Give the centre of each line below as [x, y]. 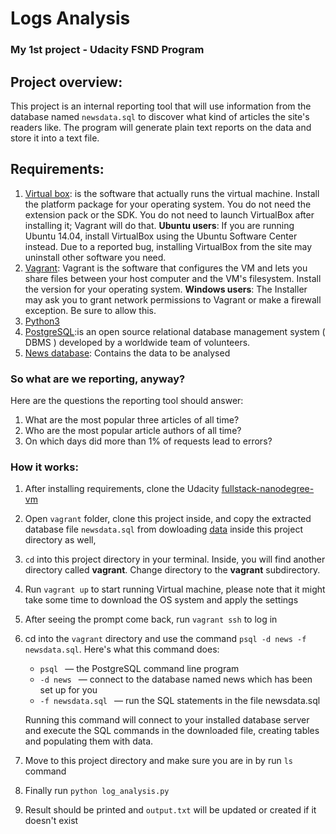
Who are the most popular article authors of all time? [133, 431]
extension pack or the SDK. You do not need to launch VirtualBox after [169, 214]
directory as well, [60, 540]
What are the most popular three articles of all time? [132, 420]
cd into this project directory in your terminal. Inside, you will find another [175, 559]
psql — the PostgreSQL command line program [139, 669]
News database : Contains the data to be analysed [127, 353]
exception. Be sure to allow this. [90, 310]
